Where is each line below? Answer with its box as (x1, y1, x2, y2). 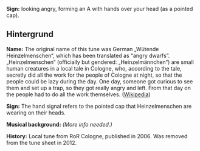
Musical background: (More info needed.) (6, 121, 112, 128)
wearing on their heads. (6, 109, 66, 116)
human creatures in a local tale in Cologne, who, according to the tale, (6, 65, 182, 72)
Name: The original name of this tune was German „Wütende (6, 45, 159, 52)
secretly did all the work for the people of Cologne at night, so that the (6, 71, 182, 79)
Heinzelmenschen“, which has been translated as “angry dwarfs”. (6, 52, 170, 59)
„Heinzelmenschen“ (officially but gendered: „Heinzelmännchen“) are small (6, 58, 195, 66)
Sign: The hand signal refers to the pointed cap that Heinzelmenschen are (6, 102, 192, 110)
